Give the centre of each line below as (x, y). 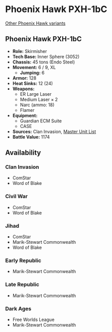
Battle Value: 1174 (31, 137)
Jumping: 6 (32, 73)
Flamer (27, 110)
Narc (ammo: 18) (37, 105)
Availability (23, 153)
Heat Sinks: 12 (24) (33, 83)
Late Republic (22, 285)
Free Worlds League (33, 319)
